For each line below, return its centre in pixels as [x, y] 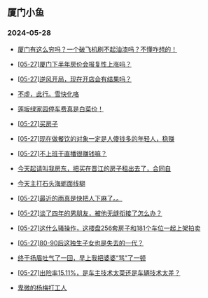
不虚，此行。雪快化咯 [48, 94]
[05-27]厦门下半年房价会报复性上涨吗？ [74, 64]
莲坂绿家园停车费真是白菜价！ [60, 109]
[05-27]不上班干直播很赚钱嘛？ [62, 154]
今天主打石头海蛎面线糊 [51, 183]
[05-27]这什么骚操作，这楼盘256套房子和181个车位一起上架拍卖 [109, 228]
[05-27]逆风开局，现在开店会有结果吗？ [74, 79]
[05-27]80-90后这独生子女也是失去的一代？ [81, 243]
